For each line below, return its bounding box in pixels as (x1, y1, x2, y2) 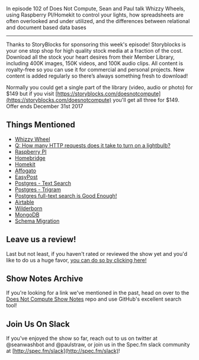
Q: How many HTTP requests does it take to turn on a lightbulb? (14, 142, 171, 149)
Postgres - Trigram (14, 186, 61, 193)
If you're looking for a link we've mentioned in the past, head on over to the (6, 290, 190, 297)
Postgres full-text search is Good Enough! (14, 192, 117, 199)
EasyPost (14, 173, 38, 180)
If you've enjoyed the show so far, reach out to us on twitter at (6, 335, 158, 342)
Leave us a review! (6, 234, 76, 245)
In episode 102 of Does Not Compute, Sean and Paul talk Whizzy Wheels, (6, 5, 185, 12)
